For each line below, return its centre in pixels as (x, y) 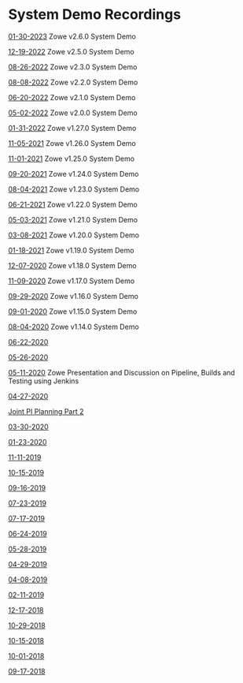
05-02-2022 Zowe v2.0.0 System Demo (73, 113)
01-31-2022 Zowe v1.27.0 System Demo (72, 128)
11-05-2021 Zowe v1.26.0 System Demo (72, 143)
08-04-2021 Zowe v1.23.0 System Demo (74, 189)
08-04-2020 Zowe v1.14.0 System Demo (74, 327)
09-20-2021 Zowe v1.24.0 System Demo (74, 174)
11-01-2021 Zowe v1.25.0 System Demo (72, 159)
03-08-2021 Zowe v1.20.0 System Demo (74, 235)
